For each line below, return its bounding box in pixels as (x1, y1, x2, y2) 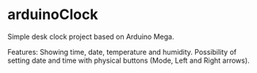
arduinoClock (7, 6, 98, 24)
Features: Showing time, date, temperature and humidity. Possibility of (7, 47, 237, 56)
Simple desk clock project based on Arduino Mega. (7, 32, 175, 41)
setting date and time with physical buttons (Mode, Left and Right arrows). (7, 56, 251, 65)
